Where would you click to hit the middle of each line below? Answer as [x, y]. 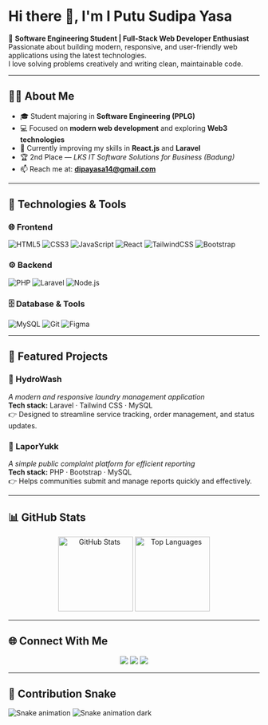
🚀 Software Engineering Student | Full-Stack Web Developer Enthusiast [129, 38]
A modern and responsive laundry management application [106, 396]
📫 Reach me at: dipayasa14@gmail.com [88, 169]
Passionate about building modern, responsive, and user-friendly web [123, 46]
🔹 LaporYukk [33, 446]
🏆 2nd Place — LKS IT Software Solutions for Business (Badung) [127, 157]
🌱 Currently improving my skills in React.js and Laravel [110, 148]
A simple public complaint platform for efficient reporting [102, 464]
